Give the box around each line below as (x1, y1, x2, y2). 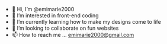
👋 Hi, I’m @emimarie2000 (11, 6, 75, 12)
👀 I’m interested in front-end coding (11, 12, 99, 19)
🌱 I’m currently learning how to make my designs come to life (11, 18, 161, 25)
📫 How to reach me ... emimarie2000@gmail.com (11, 32, 134, 38)
